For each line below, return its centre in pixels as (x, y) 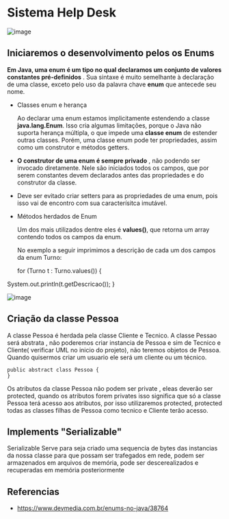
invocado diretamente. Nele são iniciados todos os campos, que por (113, 168)
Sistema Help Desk (62, 13)
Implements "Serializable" (65, 432)
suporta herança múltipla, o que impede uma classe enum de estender (117, 132)
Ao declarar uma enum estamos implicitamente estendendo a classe (113, 118)
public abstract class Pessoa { (53, 370)
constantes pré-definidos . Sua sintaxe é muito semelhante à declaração (110, 77)
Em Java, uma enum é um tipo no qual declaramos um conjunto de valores (114, 69)
